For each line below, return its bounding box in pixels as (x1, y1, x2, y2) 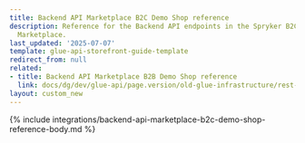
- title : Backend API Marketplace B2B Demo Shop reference (9, 72, 238, 81)
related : (9, 64, 43, 73)
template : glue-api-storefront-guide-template (9, 47, 189, 56)
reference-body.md (9, 123, 83, 134)
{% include (9, 114, 51, 125)
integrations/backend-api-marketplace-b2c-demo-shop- (52, 114, 266, 125)
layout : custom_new (9, 89, 84, 98)
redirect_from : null (9, 55, 88, 64)
